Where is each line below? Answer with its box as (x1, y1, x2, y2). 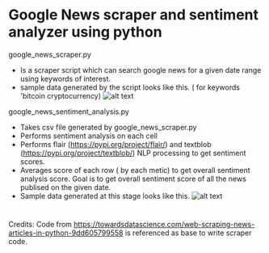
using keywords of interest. (19, 74, 111, 83)
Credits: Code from (8, 220, 73, 230)
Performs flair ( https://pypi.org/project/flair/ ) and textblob (19, 139, 212, 149)
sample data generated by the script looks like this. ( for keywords (19, 82, 241, 92)
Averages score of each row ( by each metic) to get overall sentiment (19, 165, 250, 175)
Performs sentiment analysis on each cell (19, 131, 158, 141)
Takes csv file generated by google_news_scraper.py (19, 122, 197, 132)
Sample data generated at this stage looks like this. (19, 191, 190, 200)
